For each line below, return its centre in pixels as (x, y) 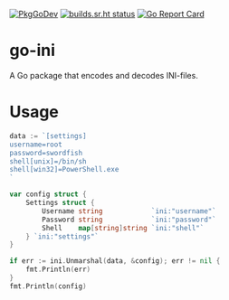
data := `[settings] (48, 136)
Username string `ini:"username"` (129, 211)
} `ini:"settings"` (62, 236)
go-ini (33, 51)
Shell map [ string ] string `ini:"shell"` (123, 228)
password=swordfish (46, 153)
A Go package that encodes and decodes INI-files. (104, 75)
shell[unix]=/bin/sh (48, 161)
